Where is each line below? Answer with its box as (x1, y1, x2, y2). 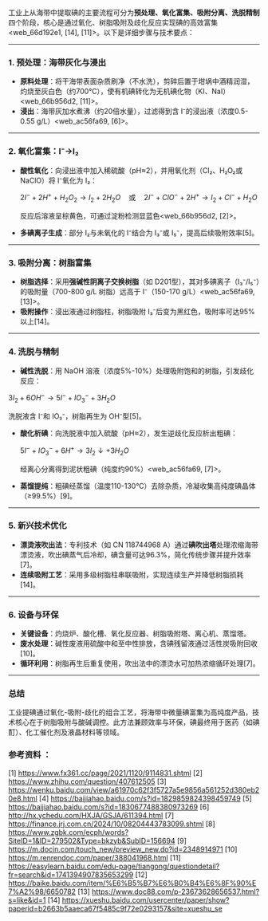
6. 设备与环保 (8, 609, 59, 620)
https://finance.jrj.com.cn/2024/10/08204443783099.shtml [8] (8, 819, 215, 829)
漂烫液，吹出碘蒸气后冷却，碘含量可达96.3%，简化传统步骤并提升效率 (19, 549, 251, 559)
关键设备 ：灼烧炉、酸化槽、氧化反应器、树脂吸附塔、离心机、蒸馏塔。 (19, 629, 251, 639)
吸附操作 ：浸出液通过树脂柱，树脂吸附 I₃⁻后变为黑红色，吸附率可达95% (19, 307, 255, 317)
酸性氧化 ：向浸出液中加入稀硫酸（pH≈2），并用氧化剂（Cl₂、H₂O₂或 (19, 165, 243, 175)
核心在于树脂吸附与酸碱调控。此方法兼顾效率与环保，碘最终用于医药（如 (14, 718, 253, 727)
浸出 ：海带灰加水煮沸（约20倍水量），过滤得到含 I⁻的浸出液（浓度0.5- (19, 107, 249, 116)
